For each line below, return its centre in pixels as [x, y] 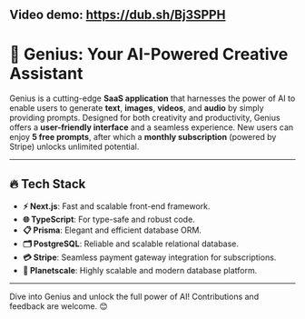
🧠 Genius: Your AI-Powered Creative [149, 54]
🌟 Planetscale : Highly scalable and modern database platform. [140, 271]
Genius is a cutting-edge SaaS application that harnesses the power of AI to [152, 98]
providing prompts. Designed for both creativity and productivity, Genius [145, 118]
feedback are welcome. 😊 [59, 306]
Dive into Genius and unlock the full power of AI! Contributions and [134, 297]
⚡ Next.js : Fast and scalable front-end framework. [116, 206]
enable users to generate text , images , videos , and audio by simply [137, 108]
